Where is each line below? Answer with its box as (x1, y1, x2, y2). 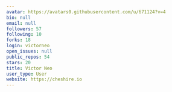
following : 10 (6, 31, 42, 38)
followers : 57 (6, 25, 42, 32)
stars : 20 (6, 59, 31, 65)
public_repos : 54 (6, 54, 50, 60)
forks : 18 (6, 37, 31, 43)
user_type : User (6, 71, 47, 77)
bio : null (6, 15, 31, 21)
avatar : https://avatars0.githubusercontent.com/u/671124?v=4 (6, 8, 166, 15)
